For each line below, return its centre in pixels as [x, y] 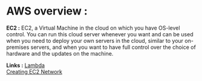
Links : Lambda [26, 65]
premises [18, 47]
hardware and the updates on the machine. [60, 53]
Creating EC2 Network [34, 71]
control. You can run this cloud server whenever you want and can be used [100, 34]
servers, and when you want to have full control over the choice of [113, 47]
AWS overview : [47, 11]
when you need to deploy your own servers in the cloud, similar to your [95, 40]
